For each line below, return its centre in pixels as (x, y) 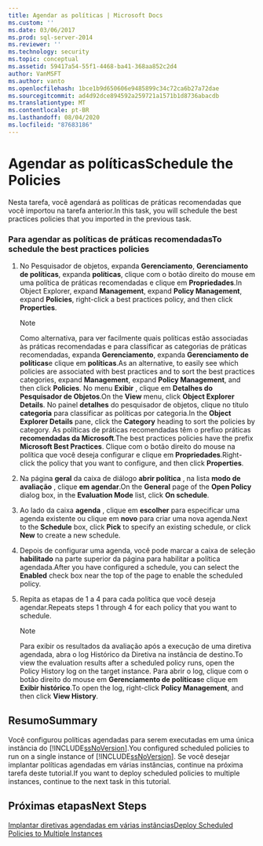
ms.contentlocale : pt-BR (49, 111)
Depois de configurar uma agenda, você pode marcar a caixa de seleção (137, 550)
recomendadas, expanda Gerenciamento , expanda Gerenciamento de (134, 355)
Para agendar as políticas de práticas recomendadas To (115, 239)
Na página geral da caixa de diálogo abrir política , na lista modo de (130, 478)
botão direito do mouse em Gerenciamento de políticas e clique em (128, 679)
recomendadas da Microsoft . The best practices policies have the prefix (136, 438)
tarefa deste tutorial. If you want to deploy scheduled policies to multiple (124, 773)
